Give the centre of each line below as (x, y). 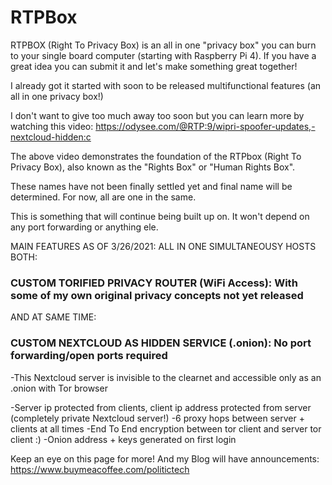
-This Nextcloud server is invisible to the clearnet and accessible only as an (166, 377)
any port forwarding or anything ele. (84, 227)
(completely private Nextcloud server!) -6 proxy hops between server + (157, 418)
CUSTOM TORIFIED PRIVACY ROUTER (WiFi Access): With (154, 283)
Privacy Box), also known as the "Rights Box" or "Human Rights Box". (153, 167)
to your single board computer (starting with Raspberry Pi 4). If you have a (163, 55)
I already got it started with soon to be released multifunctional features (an (166, 85)
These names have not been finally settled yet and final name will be (151, 186)
